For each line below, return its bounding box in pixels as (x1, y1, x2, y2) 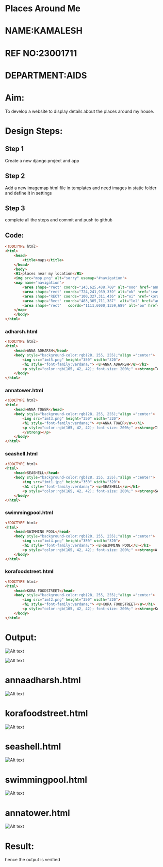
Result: (5, 841, 34, 851)
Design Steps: (5, 125, 63, 137)
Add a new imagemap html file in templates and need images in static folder (5, 185, 157, 191)
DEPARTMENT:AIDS (5, 70, 87, 81)
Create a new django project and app (5, 158, 80, 163)
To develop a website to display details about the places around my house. (5, 108, 154, 114)
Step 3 (5, 204, 25, 212)
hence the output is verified (5, 857, 60, 863)
